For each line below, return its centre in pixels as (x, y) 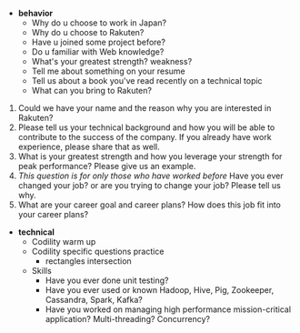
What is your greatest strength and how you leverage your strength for (150, 156)
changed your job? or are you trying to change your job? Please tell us (150, 185)
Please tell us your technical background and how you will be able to (146, 127)
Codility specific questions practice (98, 251)
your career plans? (53, 214)
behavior (35, 13)
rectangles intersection (88, 261)
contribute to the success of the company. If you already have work (145, 137)
